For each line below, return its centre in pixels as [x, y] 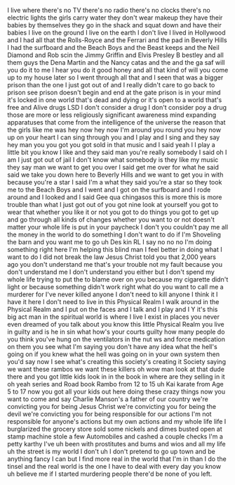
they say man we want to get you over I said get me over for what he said [113, 167]
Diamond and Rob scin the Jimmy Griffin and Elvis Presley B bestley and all [116, 55]
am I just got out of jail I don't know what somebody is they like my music [113, 160]
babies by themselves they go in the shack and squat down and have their [115, 25]
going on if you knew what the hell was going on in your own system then [114, 354]
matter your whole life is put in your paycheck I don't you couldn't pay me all [118, 227]
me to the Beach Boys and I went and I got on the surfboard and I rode [109, 190]
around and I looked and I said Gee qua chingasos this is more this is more [115, 197]
